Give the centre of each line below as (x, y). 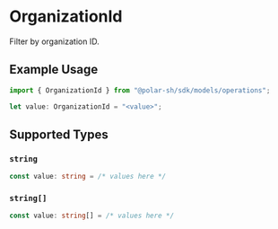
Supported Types (59, 134)
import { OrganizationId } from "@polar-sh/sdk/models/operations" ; (140, 90)
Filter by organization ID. (55, 41)
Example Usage (54, 70)
